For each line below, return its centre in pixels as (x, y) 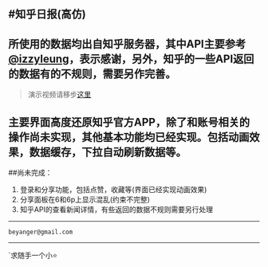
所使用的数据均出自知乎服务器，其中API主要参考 (127, 43)
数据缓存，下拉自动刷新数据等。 (108, 152)
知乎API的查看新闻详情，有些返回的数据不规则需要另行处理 (116, 210)
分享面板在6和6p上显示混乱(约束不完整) (85, 200)
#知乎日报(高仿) (47, 14)
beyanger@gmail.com (41, 232)
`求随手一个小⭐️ (33, 255)
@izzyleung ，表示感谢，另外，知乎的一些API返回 (131, 59)
